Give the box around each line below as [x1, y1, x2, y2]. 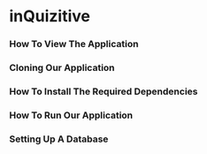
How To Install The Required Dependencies [9, 85, 198, 97]
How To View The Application [9, 38, 139, 50]
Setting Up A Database [9, 133, 109, 145]
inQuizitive [9, 6, 91, 27]
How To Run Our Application [9, 109, 134, 121]
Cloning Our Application [9, 62, 115, 74]
